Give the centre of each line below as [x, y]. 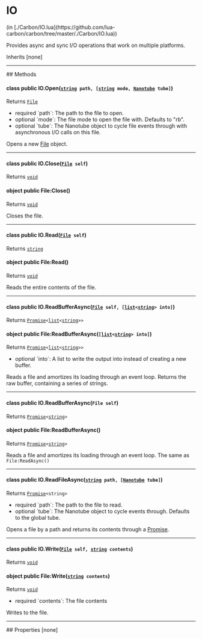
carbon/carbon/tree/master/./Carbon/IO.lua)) [62, 33]
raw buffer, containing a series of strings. [57, 384]
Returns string [25, 248]
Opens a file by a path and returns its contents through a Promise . [88, 529]
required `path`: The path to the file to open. [69, 113]
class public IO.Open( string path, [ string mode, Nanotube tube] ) [90, 88]
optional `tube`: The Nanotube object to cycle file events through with [101, 126]
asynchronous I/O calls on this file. [58, 132]
